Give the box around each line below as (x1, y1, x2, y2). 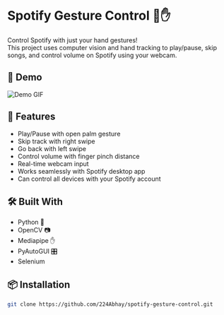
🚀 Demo (7, 71, 42, 83)
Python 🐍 (17, 218, 45, 227)
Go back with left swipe (17, 144, 87, 153)
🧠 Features (7, 111, 56, 123)
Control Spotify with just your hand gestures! (7, 35, 138, 44)
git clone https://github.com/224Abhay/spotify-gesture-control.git (7, 301, 213, 308)
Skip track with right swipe (17, 137, 95, 145)
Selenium (17, 257, 45, 266)
